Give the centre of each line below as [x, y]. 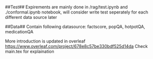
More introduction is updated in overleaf [45, 41]
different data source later [31, 17]
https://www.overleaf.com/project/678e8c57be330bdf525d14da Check [76, 46]
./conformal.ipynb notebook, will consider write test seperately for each [76, 12]
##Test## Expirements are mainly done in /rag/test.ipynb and [66, 7]
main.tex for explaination [30, 51]
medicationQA [19, 32]
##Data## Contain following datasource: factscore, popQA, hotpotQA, [75, 27]
